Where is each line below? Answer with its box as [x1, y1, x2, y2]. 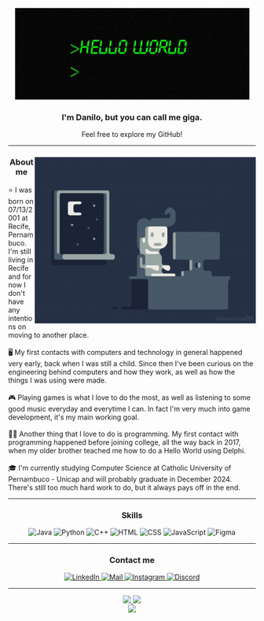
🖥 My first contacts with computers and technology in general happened [8, 347, 243, 357]
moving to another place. [8, 330, 89, 339]
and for [8, 272, 32, 281]
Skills [121, 509, 143, 520]
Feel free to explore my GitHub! [81, 130, 183, 139]
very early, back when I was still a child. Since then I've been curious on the [8, 358, 254, 368]
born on [8, 196, 34, 205]
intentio [8, 313, 33, 323]
